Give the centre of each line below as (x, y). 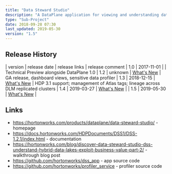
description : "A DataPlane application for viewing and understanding (82, 15)
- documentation (64, 139)
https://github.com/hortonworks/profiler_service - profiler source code (87, 166)
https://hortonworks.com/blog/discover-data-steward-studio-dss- (83, 144)
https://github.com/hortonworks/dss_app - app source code (76, 160)
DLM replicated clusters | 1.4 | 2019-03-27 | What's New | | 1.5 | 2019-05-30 (86, 89)
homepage (24, 128)
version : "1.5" (21, 34)
